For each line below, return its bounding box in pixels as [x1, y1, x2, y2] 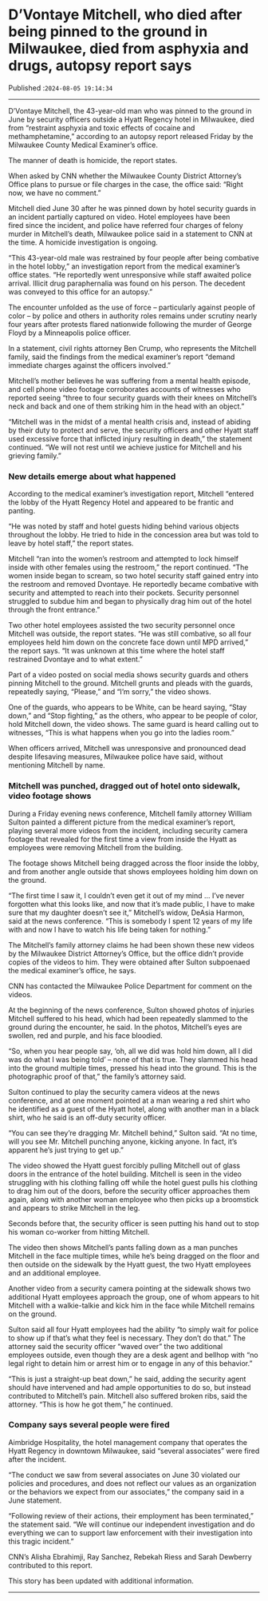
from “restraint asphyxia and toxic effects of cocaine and [8, 122, 195, 133]
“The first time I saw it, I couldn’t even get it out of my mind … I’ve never [8, 890, 245, 900]
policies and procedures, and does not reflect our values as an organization [8, 1478, 257, 1488]
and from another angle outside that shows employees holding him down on [8, 866, 258, 876]
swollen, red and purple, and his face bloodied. [8, 1030, 164, 1040]
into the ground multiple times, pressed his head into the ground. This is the [8, 1063, 257, 1072]
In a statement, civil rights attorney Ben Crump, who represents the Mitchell [8, 343, 257, 353]
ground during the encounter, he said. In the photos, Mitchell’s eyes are [8, 1022, 242, 1032]
